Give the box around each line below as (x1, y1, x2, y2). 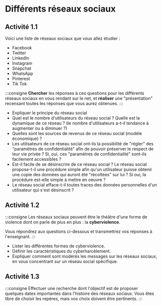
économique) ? (12, 136, 42, 141)
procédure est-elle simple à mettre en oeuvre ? (12, 177, 106, 183)
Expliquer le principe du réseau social (12, 110, 87, 116)
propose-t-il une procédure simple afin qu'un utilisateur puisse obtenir (12, 167, 152, 172)
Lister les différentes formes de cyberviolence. (12, 243, 105, 249)
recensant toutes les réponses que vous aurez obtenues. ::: (5, 101, 123, 106)
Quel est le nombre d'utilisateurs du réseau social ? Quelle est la (12, 115, 140, 121)
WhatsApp (12, 71, 33, 76)
